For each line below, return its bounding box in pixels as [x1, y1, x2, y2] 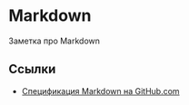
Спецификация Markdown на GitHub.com [21, 85, 180, 96]
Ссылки [8, 62, 56, 77]
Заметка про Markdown [8, 35, 101, 46]
